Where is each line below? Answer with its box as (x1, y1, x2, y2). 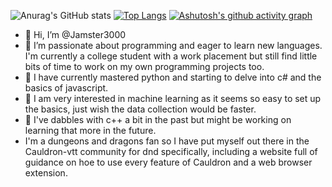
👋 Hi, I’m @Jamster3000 (24, 29, 127, 40)
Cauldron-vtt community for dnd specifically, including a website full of (24, 146, 318, 157)
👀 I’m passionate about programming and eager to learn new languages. (24, 40, 323, 51)
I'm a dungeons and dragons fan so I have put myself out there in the (24, 135, 310, 147)
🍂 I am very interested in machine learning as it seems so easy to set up (24, 93, 322, 104)
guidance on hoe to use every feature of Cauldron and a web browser (24, 156, 313, 168)
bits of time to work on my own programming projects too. (24, 61, 265, 72)
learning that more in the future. (24, 125, 157, 136)
